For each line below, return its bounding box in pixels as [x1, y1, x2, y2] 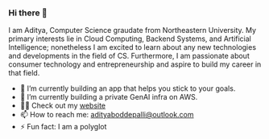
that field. [8, 68, 40, 78]
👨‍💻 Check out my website [19, 100, 106, 111]
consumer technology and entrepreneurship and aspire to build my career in [8, 59, 262, 69]
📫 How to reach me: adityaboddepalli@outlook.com [19, 110, 195, 120]
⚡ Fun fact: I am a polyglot [19, 122, 107, 132]
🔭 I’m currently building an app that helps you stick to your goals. [19, 84, 236, 93]
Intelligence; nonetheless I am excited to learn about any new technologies [8, 43, 256, 52]
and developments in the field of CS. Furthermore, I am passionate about [8, 51, 250, 61]
